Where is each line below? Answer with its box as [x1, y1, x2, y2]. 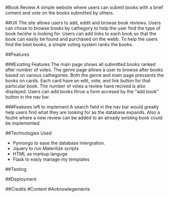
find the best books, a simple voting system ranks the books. [5, 41, 134, 48]
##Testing [5, 166, 27, 172]
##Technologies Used [5, 130, 52, 136]
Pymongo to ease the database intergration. [12, 140, 106, 146]
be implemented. [5, 120, 41, 126]
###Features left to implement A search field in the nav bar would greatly [5, 104, 159, 110]
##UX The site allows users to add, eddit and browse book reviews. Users [5, 20, 161, 26]
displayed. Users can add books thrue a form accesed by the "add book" [5, 89, 159, 94]
